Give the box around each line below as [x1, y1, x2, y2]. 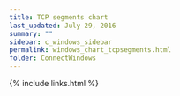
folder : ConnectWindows [9, 54, 97, 63]
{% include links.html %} [9, 78, 99, 88]
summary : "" [9, 29, 53, 38]
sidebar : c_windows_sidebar [9, 37, 113, 47]
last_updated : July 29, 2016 [9, 21, 116, 30]
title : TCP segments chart [9, 12, 109, 22]
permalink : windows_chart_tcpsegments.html [9, 46, 172, 55]
